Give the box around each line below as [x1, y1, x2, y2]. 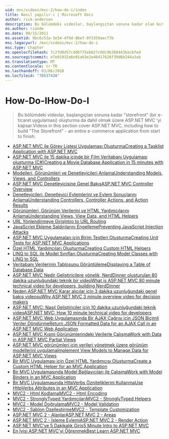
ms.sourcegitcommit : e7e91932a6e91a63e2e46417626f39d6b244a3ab [5, 54, 141, 60]
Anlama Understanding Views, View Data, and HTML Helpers [12, 213, 139, 219]
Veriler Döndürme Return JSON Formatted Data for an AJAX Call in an [12, 320, 157, 326]
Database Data [12, 267, 44, 273]
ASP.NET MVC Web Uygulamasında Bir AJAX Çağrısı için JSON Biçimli [12, 315, 159, 321]
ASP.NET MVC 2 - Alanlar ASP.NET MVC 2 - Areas [12, 412, 117, 418]
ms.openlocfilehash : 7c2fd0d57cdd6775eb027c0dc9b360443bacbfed [5, 50, 141, 55]
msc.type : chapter [5, 45, 44, 50]
